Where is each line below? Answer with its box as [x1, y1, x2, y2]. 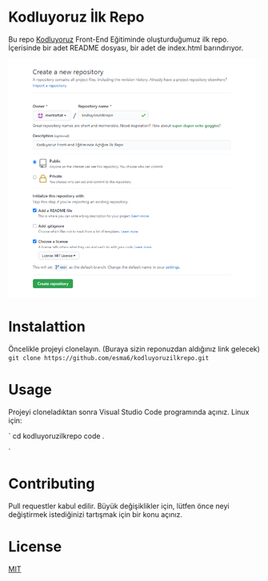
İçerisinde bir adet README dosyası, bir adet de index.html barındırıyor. [8, 42, 244, 52]
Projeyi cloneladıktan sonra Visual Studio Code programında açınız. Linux [8, 407, 250, 416]
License [8, 537, 62, 555]
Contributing [8, 475, 95, 492]
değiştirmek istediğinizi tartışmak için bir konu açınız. [8, 509, 182, 519]
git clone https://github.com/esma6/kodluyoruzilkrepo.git [8, 354, 210, 362]
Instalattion [8, 318, 86, 336]
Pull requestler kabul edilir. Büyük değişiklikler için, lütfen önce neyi [8, 501, 230, 511]
